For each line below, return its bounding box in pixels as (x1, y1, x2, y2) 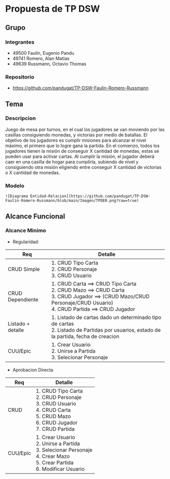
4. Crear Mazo (35, 453, 70, 460)
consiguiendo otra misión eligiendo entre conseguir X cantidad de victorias (5, 164, 162, 170)
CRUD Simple (8, 265, 40, 272)
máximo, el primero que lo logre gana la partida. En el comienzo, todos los (5, 143, 160, 149)
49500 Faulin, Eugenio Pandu (12, 50, 74, 56)
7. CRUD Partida (35, 425, 75, 432)
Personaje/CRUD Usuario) (51, 299, 114, 306)
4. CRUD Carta (35, 406, 71, 414)
